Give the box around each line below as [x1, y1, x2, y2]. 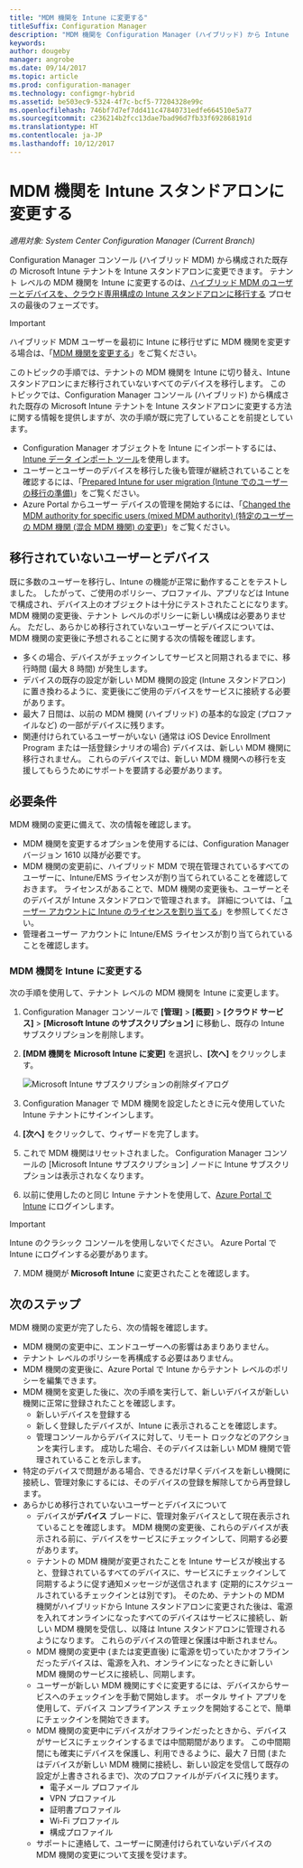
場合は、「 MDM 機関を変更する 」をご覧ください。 [16, 347, 202, 358]
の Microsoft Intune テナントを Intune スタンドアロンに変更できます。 [9, 266, 268, 276]
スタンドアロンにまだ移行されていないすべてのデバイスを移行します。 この [9, 378, 287, 388]
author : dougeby [9, 47, 70, 56]
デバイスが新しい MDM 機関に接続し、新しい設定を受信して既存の [43, 1759, 290, 1770]
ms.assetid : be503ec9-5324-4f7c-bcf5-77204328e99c [9, 97, 204, 107]
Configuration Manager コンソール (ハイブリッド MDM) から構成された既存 [9, 254, 289, 265]
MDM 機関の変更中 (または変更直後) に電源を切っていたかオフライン [35, 1646, 290, 1658]
